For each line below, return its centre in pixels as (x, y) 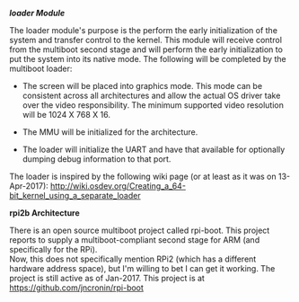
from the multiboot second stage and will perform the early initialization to (146, 49)
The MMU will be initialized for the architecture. (110, 132)
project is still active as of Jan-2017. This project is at (107, 278)
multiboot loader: (41, 68)
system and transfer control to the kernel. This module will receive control (146, 40)
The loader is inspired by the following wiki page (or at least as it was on (143, 176)
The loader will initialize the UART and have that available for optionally (154, 149)
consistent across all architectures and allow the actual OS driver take (151, 95)
